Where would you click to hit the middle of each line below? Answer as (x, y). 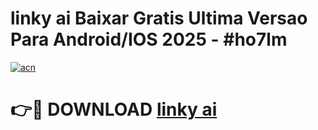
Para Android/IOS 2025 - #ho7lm (149, 39)
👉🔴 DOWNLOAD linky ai (114, 109)
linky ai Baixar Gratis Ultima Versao (159, 18)
